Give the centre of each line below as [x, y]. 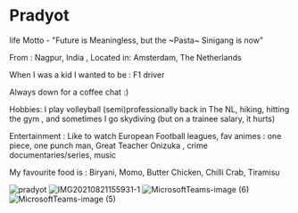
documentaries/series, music [63, 155]
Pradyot [39, 16]
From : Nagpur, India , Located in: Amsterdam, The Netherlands [126, 57]
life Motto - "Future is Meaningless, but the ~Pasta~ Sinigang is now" [137, 40]
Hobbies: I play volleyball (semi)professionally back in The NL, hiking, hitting [149, 109]
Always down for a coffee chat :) [69, 92]
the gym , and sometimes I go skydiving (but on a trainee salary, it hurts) [142, 119]
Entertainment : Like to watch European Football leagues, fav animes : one [145, 135]
